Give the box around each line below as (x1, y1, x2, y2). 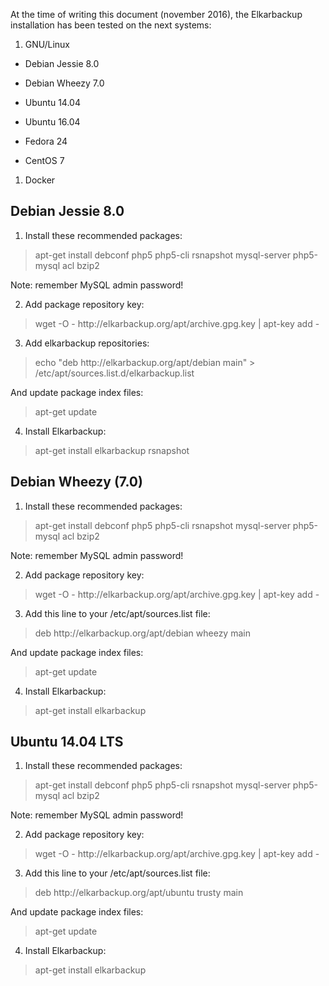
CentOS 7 (24, 155, 65, 166)
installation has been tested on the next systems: (10, 19, 212, 31)
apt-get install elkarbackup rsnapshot (34, 444, 190, 456)
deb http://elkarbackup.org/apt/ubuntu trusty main (34, 887, 244, 899)
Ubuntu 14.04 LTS (10, 734, 124, 751)
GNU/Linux (24, 39, 70, 50)
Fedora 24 (24, 135, 68, 147)
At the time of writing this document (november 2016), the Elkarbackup (10, 9, 303, 20)
